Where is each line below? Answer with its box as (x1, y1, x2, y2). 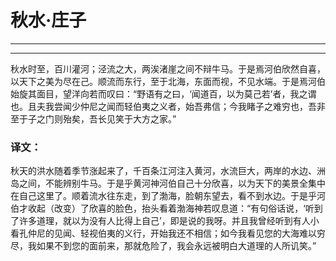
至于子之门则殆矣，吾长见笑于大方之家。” (10, 112, 177, 125)
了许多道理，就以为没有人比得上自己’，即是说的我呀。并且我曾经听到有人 (10, 215, 311, 227)
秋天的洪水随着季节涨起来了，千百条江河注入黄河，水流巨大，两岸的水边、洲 (10, 165, 326, 177)
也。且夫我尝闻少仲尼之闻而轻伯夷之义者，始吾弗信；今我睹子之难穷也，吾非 (10, 100, 326, 112)
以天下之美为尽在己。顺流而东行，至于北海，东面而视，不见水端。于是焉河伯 (10, 75, 326, 87)
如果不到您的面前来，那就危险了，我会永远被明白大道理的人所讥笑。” (36, 240, 317, 252)
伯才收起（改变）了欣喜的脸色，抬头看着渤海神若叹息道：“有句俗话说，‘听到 (10, 202, 323, 215)
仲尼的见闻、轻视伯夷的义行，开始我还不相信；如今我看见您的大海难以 (27, 227, 317, 240)
